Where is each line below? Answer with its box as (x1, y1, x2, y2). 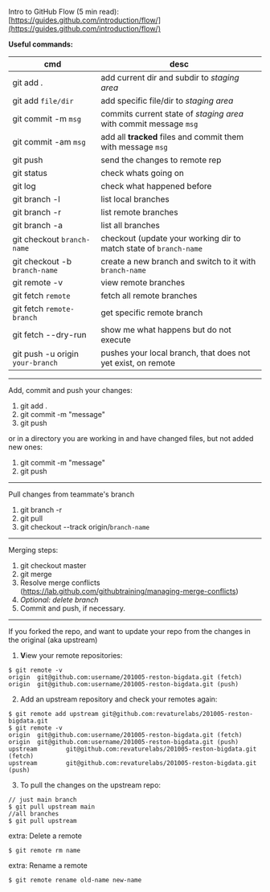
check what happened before (100, 181, 212, 191)
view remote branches (100, 277, 186, 288)
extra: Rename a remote (8, 861, 88, 870)
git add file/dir (12, 96, 74, 106)
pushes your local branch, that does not (100, 347, 251, 358)
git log (12, 181, 36, 191)
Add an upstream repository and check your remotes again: (19, 694, 218, 704)
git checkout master (19, 561, 87, 570)
